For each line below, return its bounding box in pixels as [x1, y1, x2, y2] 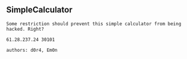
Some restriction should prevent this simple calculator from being [6, 20, 182, 26]
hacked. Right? [6, 26, 44, 32]
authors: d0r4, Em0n [6, 47, 58, 53]
